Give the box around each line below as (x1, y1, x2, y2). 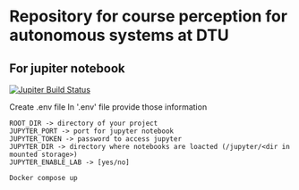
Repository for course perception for (9, 6, 288, 27)
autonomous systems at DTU (9, 25, 230, 45)
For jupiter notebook (9, 61, 125, 76)
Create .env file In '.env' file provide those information (9, 102, 208, 112)
